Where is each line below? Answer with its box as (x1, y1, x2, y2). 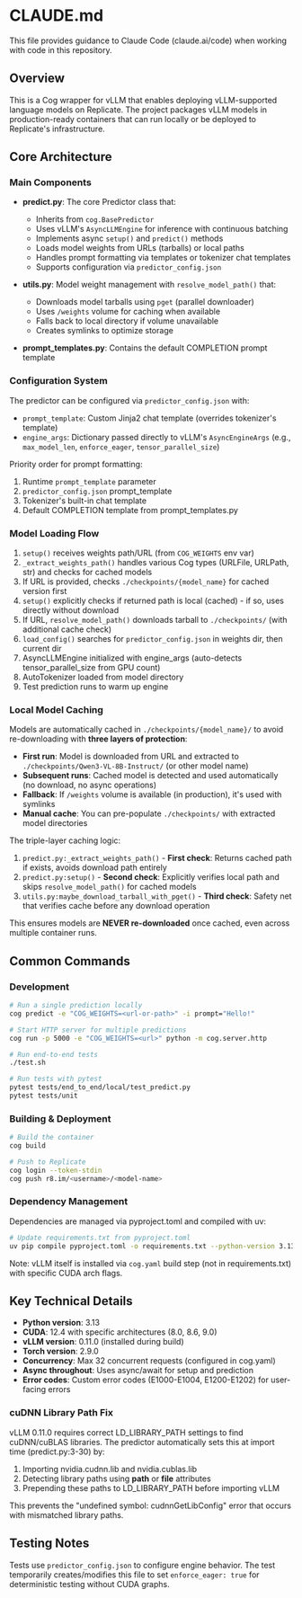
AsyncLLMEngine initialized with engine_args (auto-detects (22, 653, 243, 663)
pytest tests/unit (9, 1091, 78, 1101)
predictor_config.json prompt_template (22, 485, 173, 496)
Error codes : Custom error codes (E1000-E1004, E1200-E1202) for (22, 1374, 270, 1385)
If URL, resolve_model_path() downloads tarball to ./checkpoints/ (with (22, 615, 288, 626)
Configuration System (9, 375, 108, 387)
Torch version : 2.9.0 (22, 1345, 99, 1357)
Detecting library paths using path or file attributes (22, 1473, 211, 1484)
